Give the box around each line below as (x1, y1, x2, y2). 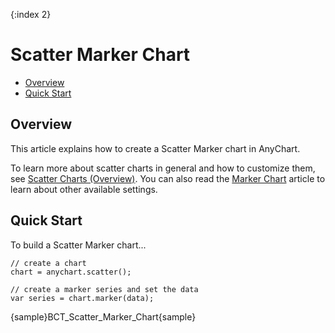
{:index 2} (10, 9, 52, 20)
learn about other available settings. (10, 183, 158, 195)
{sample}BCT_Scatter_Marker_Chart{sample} (10, 310, 197, 323)
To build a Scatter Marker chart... (10, 239, 147, 251)
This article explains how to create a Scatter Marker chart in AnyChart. (10, 142, 301, 154)
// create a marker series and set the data (10, 284, 199, 294)
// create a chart (10, 258, 87, 268)
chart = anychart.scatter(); (10, 267, 132, 277)
